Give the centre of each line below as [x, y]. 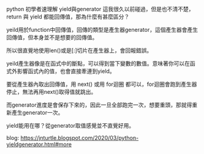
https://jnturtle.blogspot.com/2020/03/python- [80, 138]
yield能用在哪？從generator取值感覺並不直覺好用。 [70, 125]
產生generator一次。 [37, 113]
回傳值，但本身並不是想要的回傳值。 [52, 37]
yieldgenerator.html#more [39, 144]
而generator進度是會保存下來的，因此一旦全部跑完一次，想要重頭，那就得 [99, 105]
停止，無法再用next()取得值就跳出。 [51, 92]
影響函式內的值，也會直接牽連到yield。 [66, 71]
